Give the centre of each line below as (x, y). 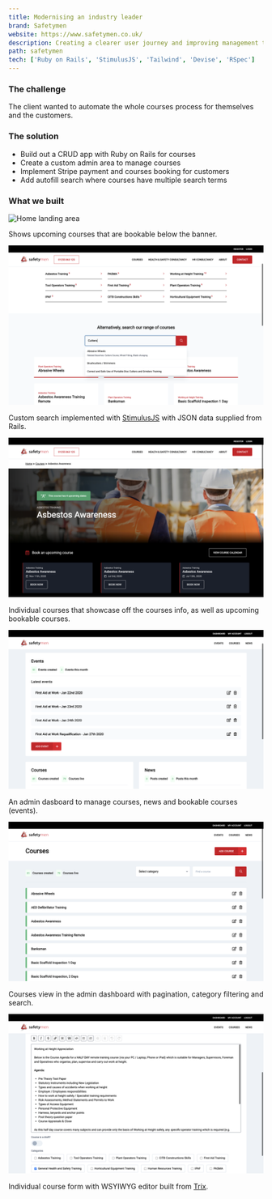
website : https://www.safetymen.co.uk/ (76, 34)
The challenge (37, 89)
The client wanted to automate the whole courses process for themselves (131, 107)
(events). (23, 810)
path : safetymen (36, 51)
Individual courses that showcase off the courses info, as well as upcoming (134, 610)
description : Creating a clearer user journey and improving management (134, 43)
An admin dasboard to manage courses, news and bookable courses (123, 802)
